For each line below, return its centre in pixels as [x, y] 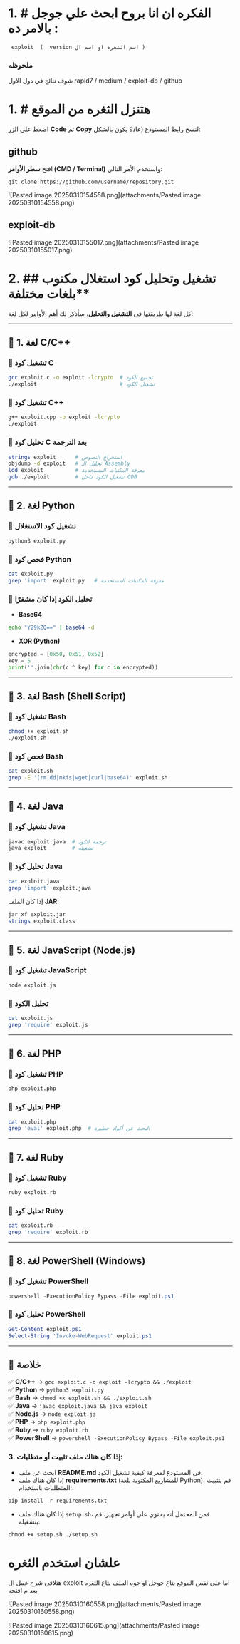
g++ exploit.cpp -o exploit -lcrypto [64, 417]
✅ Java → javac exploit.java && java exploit [78, 1406]
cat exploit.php [32, 1122]
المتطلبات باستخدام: [45, 1487]
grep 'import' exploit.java [50, 888]
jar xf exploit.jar [37, 915]
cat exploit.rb [31, 1226]
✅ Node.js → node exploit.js [52, 1414]
